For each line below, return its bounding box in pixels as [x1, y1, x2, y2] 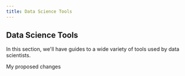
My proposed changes [6, 63, 61, 70]
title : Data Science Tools [6, 8, 72, 15]
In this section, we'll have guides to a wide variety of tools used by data [6, 46, 180, 53]
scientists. [6, 52, 31, 59]
